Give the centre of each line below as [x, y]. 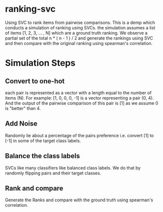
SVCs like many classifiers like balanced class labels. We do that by [73, 168]
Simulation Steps [40, 63]
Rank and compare [34, 188]
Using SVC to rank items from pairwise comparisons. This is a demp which [80, 22]
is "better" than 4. [23, 108]
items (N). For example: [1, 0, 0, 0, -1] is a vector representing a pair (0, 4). [80, 98]
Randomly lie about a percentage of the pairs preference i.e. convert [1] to [80, 135]
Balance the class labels [42, 156]
